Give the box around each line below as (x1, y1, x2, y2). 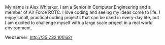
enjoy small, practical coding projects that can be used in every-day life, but (5, 15, 159, 20)
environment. (5, 25, 32, 31)
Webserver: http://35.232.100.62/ (5, 34, 73, 40)
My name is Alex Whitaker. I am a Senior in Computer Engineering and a (5, 4, 151, 10)
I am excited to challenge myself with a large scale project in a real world (5, 20, 153, 25)
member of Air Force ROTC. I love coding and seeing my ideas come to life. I (5, 9, 160, 15)
